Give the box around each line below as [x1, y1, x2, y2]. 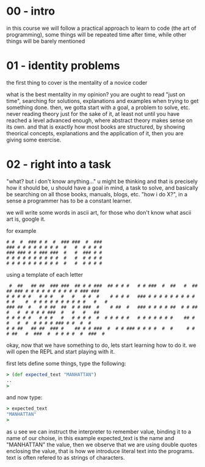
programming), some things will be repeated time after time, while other [6, 30, 187, 38]
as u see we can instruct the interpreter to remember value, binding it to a [6, 428, 192, 435]
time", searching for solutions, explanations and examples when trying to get [6, 97, 199, 104]
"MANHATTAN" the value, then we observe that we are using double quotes [6, 441, 198, 449]
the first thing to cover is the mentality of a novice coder [6, 79, 148, 86]
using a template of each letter [6, 271, 84, 278]
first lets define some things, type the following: [6, 360, 126, 367]
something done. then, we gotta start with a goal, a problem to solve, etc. [6, 104, 190, 111]
